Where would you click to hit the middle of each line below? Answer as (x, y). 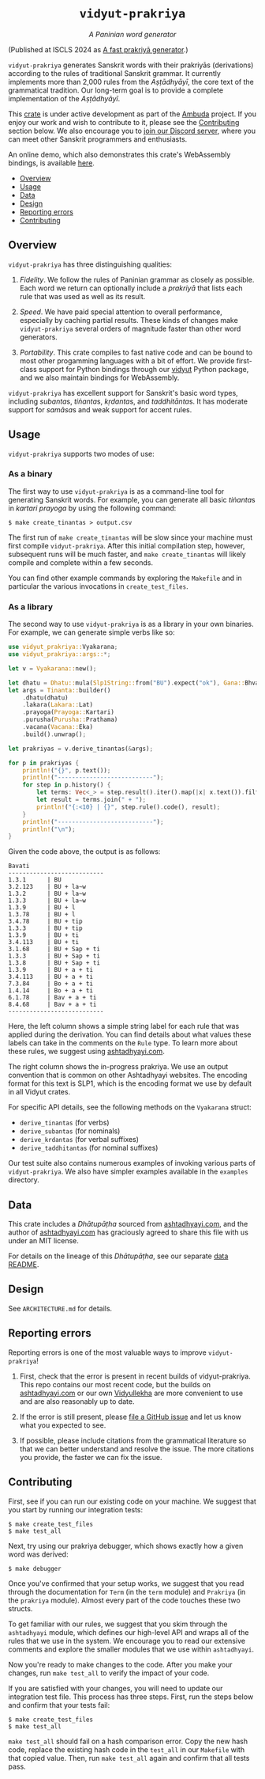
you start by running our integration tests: (76, 1509)
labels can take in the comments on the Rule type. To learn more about (123, 1043)
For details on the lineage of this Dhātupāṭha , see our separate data (118, 1256)
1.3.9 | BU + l (42, 908)
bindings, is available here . (51, 163)
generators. (38, 337)
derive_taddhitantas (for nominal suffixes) (89, 1148)
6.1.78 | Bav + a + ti (52, 998)
